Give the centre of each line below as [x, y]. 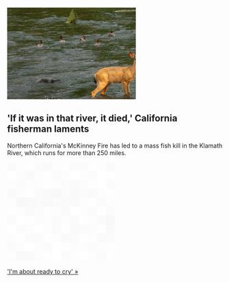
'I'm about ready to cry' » [43, 271]
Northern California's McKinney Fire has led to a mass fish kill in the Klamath [115, 145]
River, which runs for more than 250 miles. [67, 153]
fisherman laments [48, 129]
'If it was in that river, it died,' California [92, 118]
